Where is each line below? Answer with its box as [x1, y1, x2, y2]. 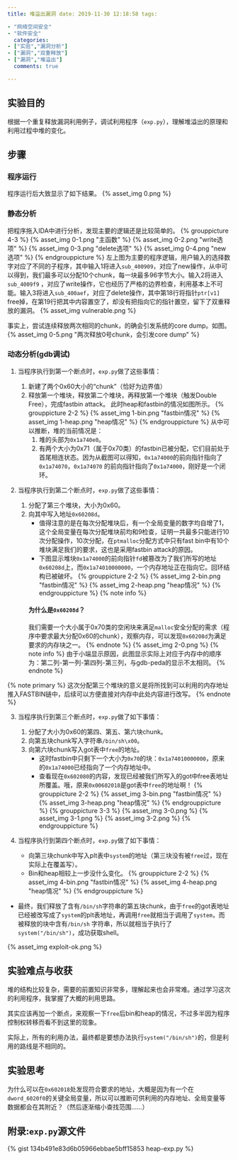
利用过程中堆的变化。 [7, 126, 69, 135]
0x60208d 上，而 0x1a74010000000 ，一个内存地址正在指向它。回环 [38, 563, 225, 571]
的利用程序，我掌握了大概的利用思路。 [7, 994, 119, 1002]
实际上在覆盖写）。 [28, 860, 81, 869]
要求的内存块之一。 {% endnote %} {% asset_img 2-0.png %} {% [28, 641, 220, 649]
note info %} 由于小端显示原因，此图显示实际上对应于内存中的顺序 [28, 650, 222, 658]
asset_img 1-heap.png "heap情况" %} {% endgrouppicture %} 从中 [28, 417, 224, 426]
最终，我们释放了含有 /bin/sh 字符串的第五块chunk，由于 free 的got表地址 [17, 902, 229, 910]
